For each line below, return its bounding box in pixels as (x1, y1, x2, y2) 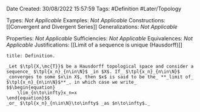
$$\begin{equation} (6, 84, 56, 90)
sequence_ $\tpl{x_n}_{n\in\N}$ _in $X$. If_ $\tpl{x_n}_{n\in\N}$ (6, 69, 181, 75)
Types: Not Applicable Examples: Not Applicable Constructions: (6, 17, 165, 23)
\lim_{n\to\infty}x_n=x (17, 90, 78, 96)
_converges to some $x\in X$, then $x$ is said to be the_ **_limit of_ (6, 74, 194, 80)
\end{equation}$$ (6, 95, 50, 101)
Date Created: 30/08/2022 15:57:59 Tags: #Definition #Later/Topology (6, 5, 182, 12)
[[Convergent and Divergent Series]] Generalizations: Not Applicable (6, 23, 178, 30)
